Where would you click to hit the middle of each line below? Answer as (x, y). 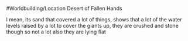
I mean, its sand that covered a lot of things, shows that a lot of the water (94, 19)
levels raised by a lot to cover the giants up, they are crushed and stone (92, 26)
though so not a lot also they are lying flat (56, 32)
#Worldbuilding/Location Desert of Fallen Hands (64, 8)
